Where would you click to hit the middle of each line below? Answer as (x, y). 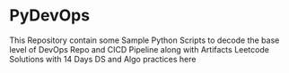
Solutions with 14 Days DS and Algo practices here (103, 59)
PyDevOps (50, 16)
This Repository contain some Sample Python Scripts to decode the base (144, 40)
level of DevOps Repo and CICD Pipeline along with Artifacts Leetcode (139, 49)
